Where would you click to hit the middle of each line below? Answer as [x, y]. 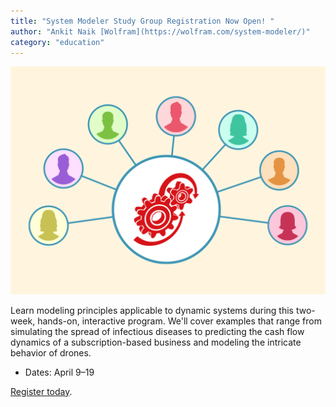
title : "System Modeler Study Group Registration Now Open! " [142, 21]
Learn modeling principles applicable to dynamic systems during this [152, 310]
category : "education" [57, 42]
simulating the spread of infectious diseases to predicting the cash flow [157, 331]
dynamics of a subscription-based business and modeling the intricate [156, 342]
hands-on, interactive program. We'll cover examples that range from [179, 321]
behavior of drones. [51, 352]
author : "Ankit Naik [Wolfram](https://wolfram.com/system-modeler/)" [160, 31]
